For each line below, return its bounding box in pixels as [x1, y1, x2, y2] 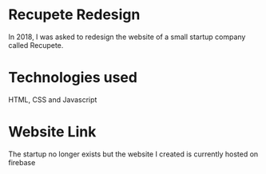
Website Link [8, 123, 97, 141]
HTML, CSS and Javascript [8, 94, 97, 105]
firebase [8, 157, 36, 167]
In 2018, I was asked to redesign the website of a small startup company [8, 32, 246, 42]
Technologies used [8, 69, 138, 87]
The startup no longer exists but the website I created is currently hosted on [8, 149, 259, 159]
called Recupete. [8, 40, 64, 49]
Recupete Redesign [8, 6, 141, 24]
